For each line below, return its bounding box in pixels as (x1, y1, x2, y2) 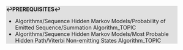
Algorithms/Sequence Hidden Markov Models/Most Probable (15, 30, 169, 37)
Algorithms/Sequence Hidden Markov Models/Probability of (15, 18, 166, 24)
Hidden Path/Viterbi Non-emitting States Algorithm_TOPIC (15, 37, 162, 44)
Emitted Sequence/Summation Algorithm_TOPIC (15, 24, 136, 31)
